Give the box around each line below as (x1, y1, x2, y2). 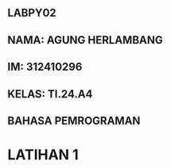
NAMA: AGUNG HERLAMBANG (7, 33, 164, 47)
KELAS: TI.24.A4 (7, 87, 93, 101)
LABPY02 (7, 6, 56, 20)
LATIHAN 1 (7, 146, 79, 164)
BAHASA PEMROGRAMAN (7, 114, 141, 128)
